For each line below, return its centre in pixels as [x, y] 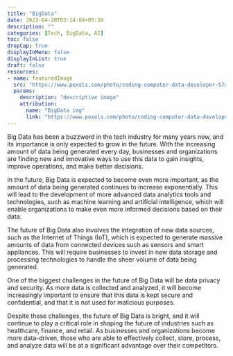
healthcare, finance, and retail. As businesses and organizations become [111, 330]
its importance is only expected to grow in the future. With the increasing [111, 144]
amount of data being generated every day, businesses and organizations [112, 151]
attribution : [38, 104]
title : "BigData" [32, 14]
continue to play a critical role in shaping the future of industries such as [111, 323]
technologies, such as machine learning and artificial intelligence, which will [115, 201]
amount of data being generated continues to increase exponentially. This [113, 187]
